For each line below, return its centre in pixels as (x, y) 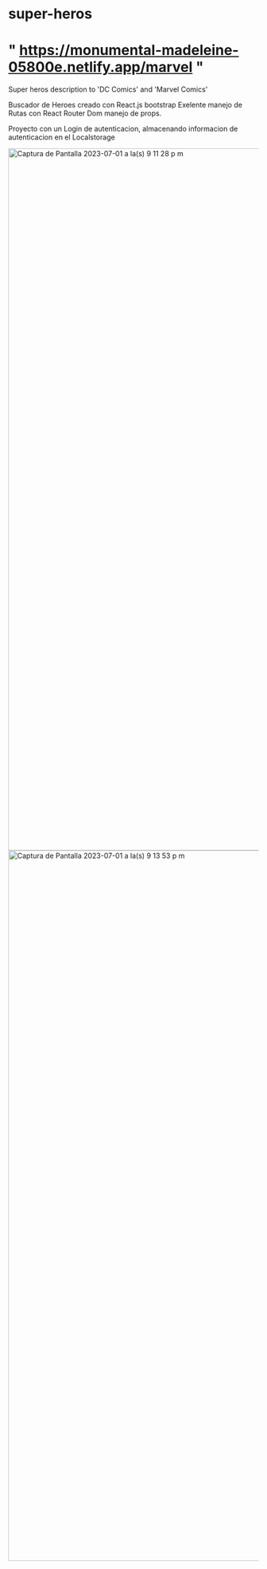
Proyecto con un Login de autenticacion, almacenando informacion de (123, 129)
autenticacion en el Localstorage (62, 137)
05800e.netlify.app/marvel (101, 67)
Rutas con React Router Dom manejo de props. (85, 113)
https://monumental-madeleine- (129, 51)
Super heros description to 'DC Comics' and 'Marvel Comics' (108, 89)
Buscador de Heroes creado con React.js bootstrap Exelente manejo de (125, 105)
